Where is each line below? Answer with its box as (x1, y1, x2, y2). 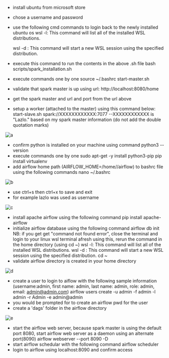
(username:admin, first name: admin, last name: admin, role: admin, (12, 283, 155, 289)
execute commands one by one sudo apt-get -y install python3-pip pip (12, 153, 162, 158)
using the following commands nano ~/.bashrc (12, 169, 111, 175)
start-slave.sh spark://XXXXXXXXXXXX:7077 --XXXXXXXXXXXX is (12, 111, 154, 117)
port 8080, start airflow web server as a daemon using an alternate (12, 330, 154, 336)
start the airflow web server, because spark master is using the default (12, 325, 162, 331)
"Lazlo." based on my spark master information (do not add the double (12, 116, 161, 123)
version (12, 147, 29, 153)
